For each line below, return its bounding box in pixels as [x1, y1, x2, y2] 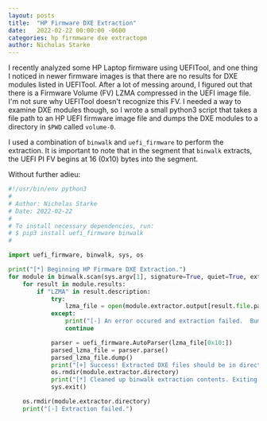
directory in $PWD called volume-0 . [8, 122, 117, 132]
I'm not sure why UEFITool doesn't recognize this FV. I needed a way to [8, 97, 242, 106]
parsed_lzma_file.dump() [50, 353, 133, 361]
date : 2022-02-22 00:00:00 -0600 [8, 26, 126, 34]
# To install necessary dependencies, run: [8, 222, 155, 230]
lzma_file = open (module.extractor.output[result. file [64, 303, 250, 311]
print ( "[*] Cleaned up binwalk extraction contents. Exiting [50, 376, 258, 384]
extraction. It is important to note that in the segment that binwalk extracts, [8, 146, 253, 156]
